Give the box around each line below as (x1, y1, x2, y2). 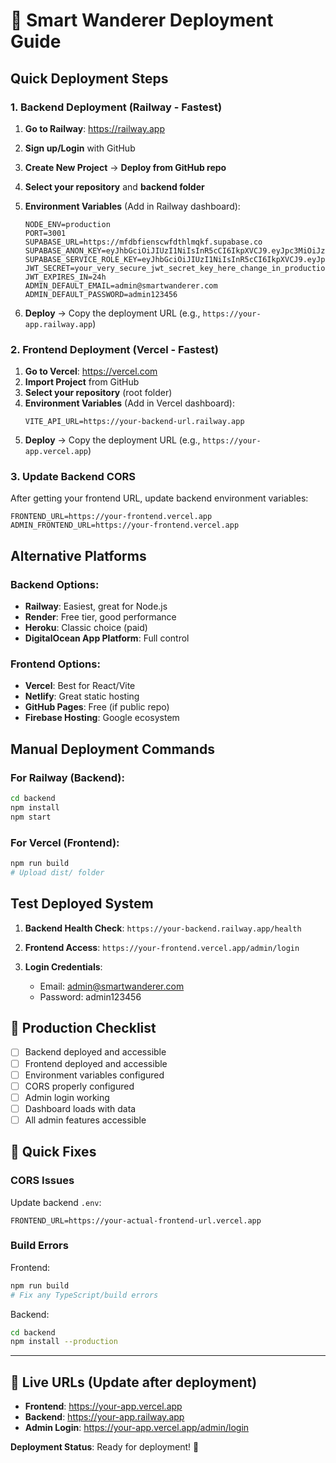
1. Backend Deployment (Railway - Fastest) (10, 100, 223, 114)
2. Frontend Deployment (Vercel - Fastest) (10, 342, 219, 356)
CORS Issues (10, 1174, 75, 1188)
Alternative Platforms (10, 547, 147, 564)
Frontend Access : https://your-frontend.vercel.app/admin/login (24, 941, 300, 953)
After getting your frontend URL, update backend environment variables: (10, 492, 309, 504)
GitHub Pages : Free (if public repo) (24, 701, 170, 713)
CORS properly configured (24, 1080, 135, 1092)
